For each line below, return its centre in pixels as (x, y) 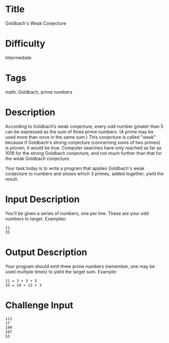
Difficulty (25, 44)
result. (12, 179)
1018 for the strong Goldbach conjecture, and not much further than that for (84, 153)
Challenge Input (39, 305)
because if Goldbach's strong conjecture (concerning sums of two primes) (83, 142)
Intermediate (18, 58)
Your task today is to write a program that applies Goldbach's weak (75, 168)
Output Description (46, 252)
